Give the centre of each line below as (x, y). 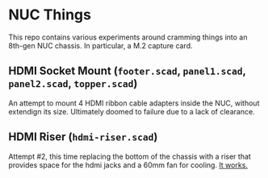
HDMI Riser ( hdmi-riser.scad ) (83, 137)
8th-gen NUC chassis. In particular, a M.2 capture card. (100, 45)
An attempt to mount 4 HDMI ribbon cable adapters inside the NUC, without (134, 103)
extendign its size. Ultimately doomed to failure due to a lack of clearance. (132, 111)
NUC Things (50, 15)
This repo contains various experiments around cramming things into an (128, 37)
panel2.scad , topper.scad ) (73, 83)
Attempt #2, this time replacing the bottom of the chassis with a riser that (130, 156)
